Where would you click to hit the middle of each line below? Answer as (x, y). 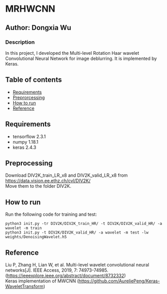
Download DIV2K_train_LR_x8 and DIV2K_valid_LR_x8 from (66, 175)
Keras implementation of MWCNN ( (42, 281)
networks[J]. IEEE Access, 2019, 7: (41, 270)
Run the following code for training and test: (51, 214)
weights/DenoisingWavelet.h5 (36, 237)
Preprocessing (29, 163)
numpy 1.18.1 (25, 142)
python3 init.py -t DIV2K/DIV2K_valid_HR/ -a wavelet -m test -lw (77, 233)
